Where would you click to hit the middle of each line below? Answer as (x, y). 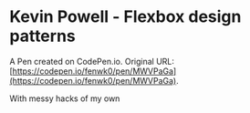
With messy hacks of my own (65, 98)
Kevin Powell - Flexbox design (125, 17)
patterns (42, 36)
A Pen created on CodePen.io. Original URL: (92, 61)
